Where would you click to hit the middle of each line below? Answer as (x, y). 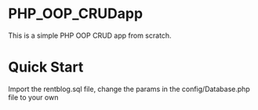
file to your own (33, 97)
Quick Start (46, 67)
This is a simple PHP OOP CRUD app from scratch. (90, 35)
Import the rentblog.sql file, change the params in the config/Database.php (129, 89)
